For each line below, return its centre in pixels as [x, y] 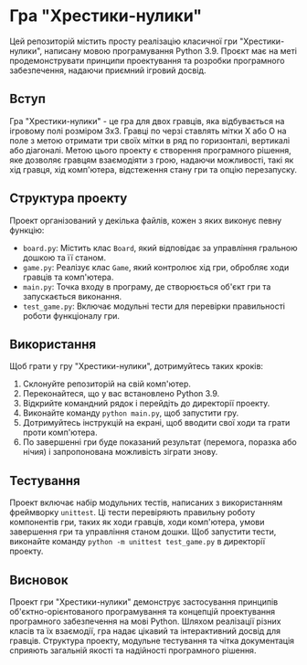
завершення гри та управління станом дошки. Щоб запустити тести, [143, 532]
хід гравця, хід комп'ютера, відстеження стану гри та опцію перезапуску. [153, 169]
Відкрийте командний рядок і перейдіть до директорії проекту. [146, 404]
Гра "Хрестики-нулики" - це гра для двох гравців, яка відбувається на [147, 121]
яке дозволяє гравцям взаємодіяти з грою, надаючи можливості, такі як [152, 160]
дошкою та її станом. [64, 258]
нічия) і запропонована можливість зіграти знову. [120, 452]
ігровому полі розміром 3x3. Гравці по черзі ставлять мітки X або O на [148, 131]
